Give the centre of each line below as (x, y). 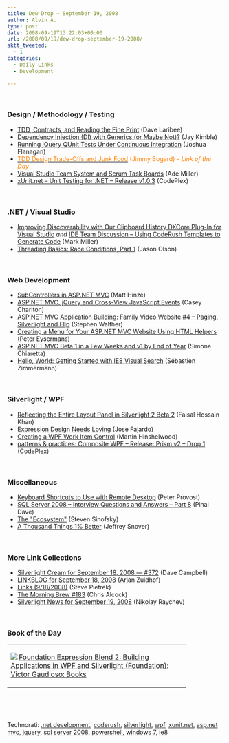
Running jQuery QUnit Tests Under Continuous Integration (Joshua (111, 144)
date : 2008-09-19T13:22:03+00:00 (55, 33)
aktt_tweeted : (28, 45)
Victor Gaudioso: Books (49, 674)
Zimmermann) (37, 368)
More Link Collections (44, 557)
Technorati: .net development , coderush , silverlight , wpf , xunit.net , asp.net (112, 724)
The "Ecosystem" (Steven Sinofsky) (68, 519)
